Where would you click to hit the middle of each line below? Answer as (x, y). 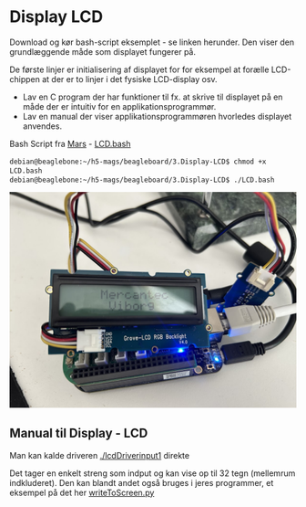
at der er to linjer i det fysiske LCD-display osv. (130, 79)
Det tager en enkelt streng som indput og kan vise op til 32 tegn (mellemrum (153, 473)
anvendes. (42, 126)
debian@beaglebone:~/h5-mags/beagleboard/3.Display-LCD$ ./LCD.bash (142, 180)
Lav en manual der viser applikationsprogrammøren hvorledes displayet (157, 116)
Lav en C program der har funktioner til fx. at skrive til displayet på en (153, 97)
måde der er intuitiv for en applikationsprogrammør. (119, 106)
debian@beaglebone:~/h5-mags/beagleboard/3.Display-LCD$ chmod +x (138, 162)
